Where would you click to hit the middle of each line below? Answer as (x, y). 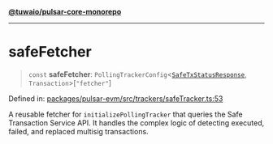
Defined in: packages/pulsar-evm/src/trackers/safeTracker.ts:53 (116, 98)
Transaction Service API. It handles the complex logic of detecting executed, (136, 123)
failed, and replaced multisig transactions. (78, 131)
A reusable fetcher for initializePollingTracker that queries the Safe (126, 114)
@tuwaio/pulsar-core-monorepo (65, 12)
